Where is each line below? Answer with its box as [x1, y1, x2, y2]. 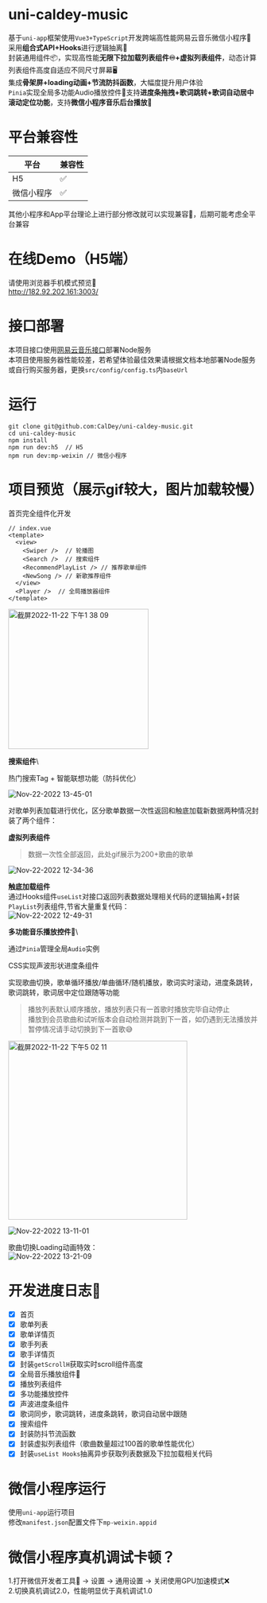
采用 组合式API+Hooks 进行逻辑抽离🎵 [8, 42, 128, 52]
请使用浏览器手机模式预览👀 [8, 278, 97, 287]
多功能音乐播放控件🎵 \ [8, 926, 79, 936]
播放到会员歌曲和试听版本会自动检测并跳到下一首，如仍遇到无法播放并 [27, 1014, 258, 1023]
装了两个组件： [8, 815, 57, 825]
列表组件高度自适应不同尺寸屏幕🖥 [8, 65, 118, 75]
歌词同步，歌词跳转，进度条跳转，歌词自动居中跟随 [19, 1409, 188, 1419]
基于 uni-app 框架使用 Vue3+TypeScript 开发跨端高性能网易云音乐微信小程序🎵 [8, 33, 252, 42]
